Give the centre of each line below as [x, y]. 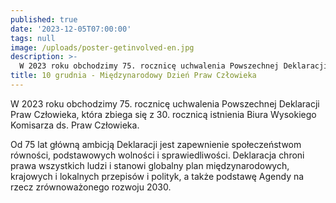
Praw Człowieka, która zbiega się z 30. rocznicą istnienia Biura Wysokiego [163, 114]
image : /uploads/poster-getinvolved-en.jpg [102, 47]
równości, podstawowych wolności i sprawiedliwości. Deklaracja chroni [157, 155]
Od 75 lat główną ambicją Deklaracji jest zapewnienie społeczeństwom [156, 144]
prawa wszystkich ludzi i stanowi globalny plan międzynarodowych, [150, 165]
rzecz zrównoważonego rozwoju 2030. [91, 187]
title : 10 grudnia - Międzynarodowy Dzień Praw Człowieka [133, 76]
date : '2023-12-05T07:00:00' [71, 29]
